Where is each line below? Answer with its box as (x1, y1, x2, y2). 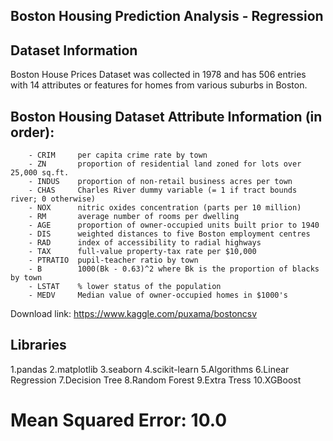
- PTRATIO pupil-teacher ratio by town (28, 255, 199, 266)
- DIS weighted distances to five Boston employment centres (28, 229, 311, 239)
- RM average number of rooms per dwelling (28, 212, 240, 222)
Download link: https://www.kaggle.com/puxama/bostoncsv (10, 308, 258, 320)
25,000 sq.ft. (10, 168, 70, 178)
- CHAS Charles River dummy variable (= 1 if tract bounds (28, 185, 298, 196)
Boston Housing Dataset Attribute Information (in (10, 108, 323, 125)
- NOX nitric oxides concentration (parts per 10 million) (28, 203, 302, 213)
